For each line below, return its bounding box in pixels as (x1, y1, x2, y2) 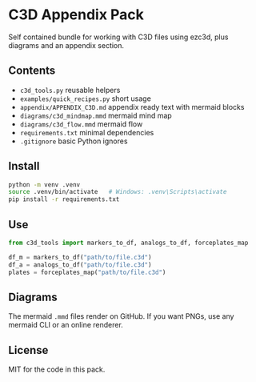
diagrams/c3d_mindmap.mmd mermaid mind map (19, 111, 172, 120)
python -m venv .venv (8, 180, 81, 189)
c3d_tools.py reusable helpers (19, 85, 121, 94)
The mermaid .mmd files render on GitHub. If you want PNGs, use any (8, 312, 234, 321)
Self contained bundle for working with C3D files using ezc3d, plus (8, 32, 229, 42)
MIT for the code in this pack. (8, 364, 106, 374)
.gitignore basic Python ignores (19, 136, 128, 146)
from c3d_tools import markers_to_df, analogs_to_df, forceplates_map (8, 239, 249, 247)
